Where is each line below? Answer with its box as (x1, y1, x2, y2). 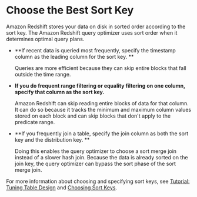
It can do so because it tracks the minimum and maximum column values (14, 106, 192, 113)
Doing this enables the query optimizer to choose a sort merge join (14, 148, 177, 155)
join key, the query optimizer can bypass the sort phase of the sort (14, 160, 176, 167)
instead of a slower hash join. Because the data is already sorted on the (14, 153, 188, 161)
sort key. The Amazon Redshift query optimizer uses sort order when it (6, 29, 178, 36)
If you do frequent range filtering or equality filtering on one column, (14, 82, 185, 89)
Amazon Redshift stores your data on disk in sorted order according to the (6, 23, 186, 30)
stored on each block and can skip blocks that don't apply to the (14, 112, 171, 119)
